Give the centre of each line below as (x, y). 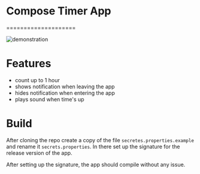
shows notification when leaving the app (65, 86)
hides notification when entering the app (65, 93)
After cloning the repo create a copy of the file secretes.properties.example (100, 140)
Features (29, 64)
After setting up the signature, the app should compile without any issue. (96, 164)
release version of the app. (40, 153)
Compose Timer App (59, 11)
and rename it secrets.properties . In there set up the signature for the (93, 146)
